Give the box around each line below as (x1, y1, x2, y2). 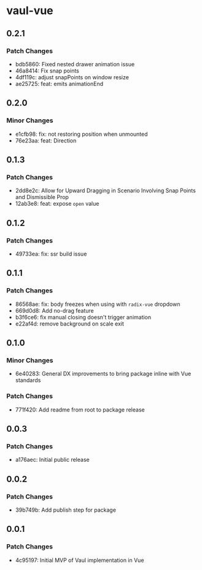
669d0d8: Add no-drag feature (15, 306, 94, 314)
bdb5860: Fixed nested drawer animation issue (15, 60, 135, 68)
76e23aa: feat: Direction (15, 136, 77, 144)
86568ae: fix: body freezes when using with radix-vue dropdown (15, 300, 181, 308)
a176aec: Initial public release (15, 456, 90, 464)
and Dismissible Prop (15, 193, 69, 201)
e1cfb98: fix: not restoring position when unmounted (15, 130, 148, 138)
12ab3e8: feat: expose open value (15, 200, 99, 208)
